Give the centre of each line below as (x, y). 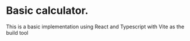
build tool (17, 32)
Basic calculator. (47, 11)
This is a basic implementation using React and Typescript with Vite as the (95, 27)
